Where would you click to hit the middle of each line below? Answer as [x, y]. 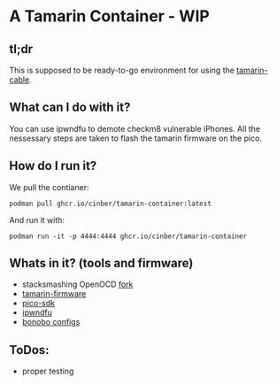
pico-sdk [38, 304]
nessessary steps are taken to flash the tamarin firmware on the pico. [136, 138]
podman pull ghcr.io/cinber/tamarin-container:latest [111, 204]
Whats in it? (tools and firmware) [101, 263]
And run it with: [37, 219]
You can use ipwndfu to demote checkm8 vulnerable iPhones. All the [135, 128]
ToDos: [30, 350]
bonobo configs [51, 322]
